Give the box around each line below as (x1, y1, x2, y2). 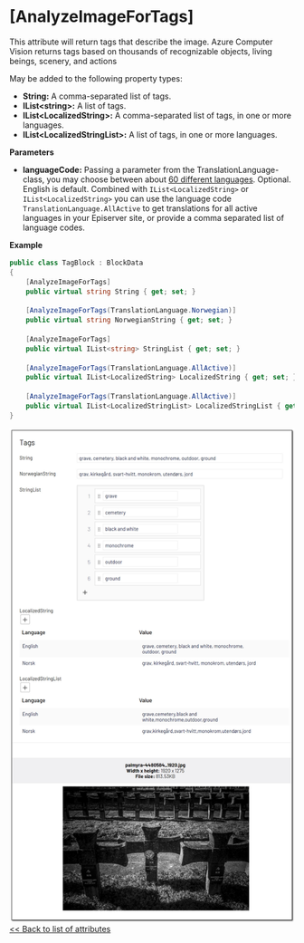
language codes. (22, 222, 86, 233)
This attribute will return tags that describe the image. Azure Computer (9, 36, 273, 47)
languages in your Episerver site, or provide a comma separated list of (22, 212, 285, 223)
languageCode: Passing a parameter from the (22, 164, 195, 175)
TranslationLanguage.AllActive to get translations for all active (22, 202, 258, 214)
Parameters (9, 147, 54, 158)
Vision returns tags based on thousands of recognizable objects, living (9, 45, 273, 56)
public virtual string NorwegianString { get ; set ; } (25, 315, 233, 325)
